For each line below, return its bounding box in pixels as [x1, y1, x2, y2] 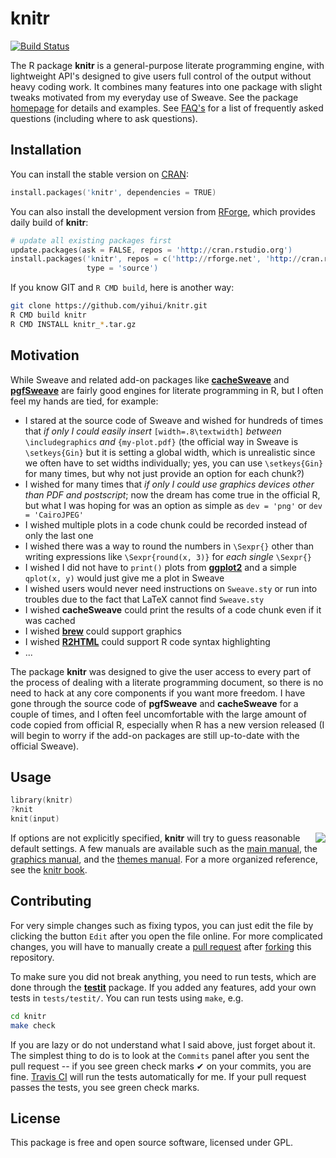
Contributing [10, 893, 92, 910]
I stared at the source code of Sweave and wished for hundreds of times [24, 414, 324, 426]
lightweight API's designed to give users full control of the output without [10, 70, 312, 82]
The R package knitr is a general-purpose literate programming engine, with [10, 59, 325, 71]
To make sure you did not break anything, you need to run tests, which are [10, 970, 317, 982]
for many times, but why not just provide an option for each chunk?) [24, 467, 305, 479]
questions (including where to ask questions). [10, 112, 198, 124]
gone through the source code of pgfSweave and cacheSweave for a [10, 697, 299, 709]
